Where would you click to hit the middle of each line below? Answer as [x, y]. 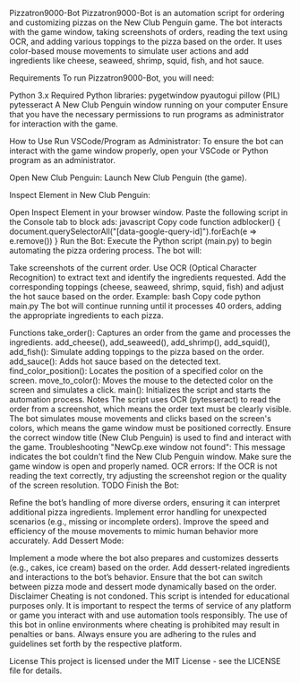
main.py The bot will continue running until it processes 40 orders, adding [146, 306]
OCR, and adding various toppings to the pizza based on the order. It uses [146, 41]
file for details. [36, 670]
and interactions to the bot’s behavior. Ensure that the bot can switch [136, 577]
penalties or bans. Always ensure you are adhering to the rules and [133, 634]
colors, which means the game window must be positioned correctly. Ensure [150, 428]
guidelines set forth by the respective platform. [96, 644]
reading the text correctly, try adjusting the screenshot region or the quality [148, 476]
